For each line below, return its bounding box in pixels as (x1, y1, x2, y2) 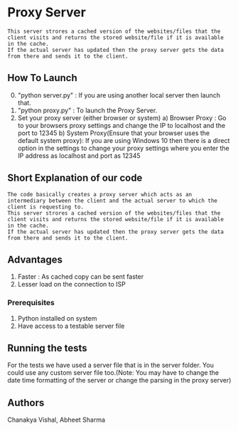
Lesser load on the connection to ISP (17, 280, 126, 289)
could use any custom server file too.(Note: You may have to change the (7, 368, 220, 377)
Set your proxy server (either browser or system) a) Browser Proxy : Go (17, 113, 227, 122)
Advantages (7, 253, 63, 265)
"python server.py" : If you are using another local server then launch (17, 90, 221, 100)
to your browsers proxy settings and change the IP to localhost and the (17, 121, 226, 129)
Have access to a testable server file (17, 321, 125, 330)
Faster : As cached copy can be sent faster (17, 272, 144, 281)
